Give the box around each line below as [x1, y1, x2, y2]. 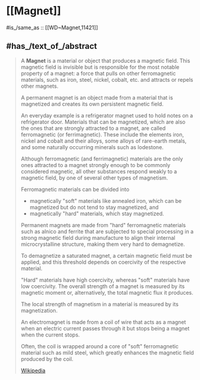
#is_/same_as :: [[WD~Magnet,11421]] [6, 24, 99, 31]
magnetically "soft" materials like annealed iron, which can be [29, 197, 182, 204]
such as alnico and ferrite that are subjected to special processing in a [20, 228, 194, 235]
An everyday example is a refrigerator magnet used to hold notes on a [20, 112, 193, 119]
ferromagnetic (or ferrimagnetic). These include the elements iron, [20, 131, 184, 138]
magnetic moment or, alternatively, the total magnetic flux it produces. [20, 289, 194, 296]
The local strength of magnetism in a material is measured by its [20, 300, 179, 308]
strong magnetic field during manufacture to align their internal [20, 234, 176, 241]
